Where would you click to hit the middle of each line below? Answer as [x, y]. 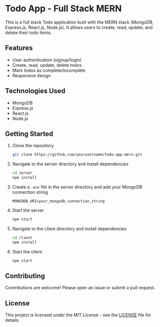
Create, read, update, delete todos [47, 65]
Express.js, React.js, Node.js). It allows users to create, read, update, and [79, 27]
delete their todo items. [28, 32]
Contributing [25, 276]
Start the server [28, 210]
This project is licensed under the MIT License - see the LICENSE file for [78, 315]
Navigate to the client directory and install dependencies [69, 228]
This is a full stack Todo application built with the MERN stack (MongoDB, [79, 22]
